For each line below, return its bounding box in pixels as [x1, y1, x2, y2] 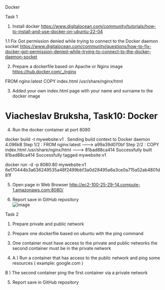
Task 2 [5, 211, 19, 217]
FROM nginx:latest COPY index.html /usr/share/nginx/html [5, 79, 123, 84]
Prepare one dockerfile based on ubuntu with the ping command [12, 230, 144, 236]
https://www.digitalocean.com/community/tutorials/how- [41, 23, 156, 29]
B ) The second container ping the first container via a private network [5, 269, 148, 276]
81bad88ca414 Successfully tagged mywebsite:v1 [5, 152, 106, 158]
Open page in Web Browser [12, 181, 68, 187]
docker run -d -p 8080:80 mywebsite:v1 [5, 162, 86, 167]
